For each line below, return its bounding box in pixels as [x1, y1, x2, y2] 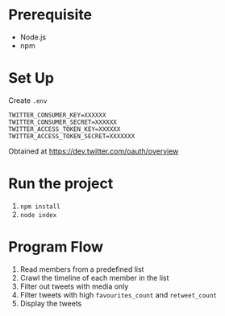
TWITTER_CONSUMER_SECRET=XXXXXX [8, 118, 117, 126]
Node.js [19, 32, 47, 42]
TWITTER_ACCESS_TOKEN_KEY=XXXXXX [8, 125, 121, 133]
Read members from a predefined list [19, 264, 144, 274]
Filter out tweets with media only [19, 281, 129, 291]
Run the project [8, 174, 114, 193]
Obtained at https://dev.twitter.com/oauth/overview [8, 146, 179, 156]
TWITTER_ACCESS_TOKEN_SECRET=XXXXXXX [8, 132, 135, 140]
